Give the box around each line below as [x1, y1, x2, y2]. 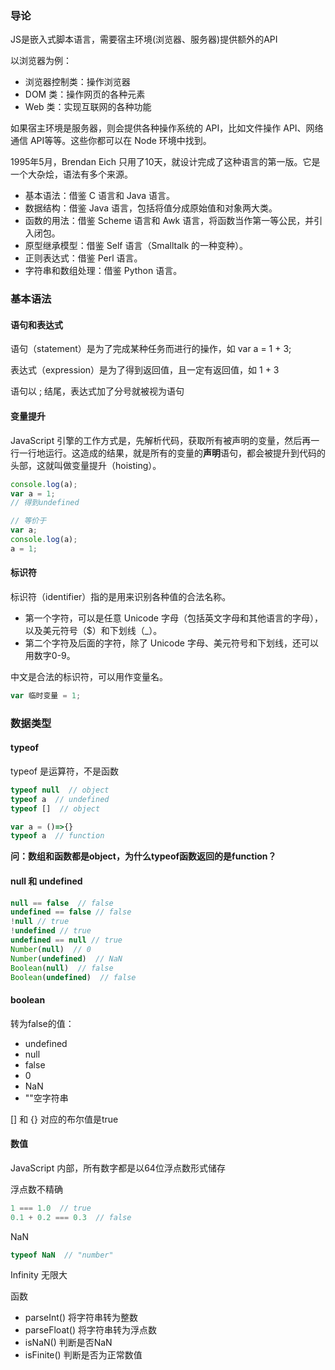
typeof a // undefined [10, 794, 110, 804]
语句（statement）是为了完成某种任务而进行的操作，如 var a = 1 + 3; [10, 343, 292, 355]
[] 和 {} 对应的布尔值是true [10, 1113, 119, 1125]
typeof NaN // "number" [10, 1250, 114, 1260]
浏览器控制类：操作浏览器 [24, 76, 131, 88]
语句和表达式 [10, 318, 63, 331]
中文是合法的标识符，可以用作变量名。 [10, 670, 168, 682]
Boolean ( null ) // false [10, 963, 114, 973]
